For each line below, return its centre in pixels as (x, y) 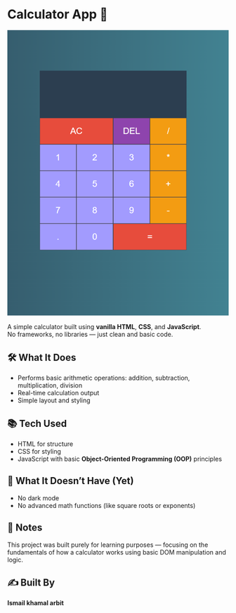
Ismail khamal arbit (36, 603)
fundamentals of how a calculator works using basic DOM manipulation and (117, 552)
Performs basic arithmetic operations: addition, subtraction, (104, 378)
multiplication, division (50, 385)
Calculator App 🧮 (58, 14)
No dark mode (38, 498)
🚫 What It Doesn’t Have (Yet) (71, 481)
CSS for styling (39, 451)
